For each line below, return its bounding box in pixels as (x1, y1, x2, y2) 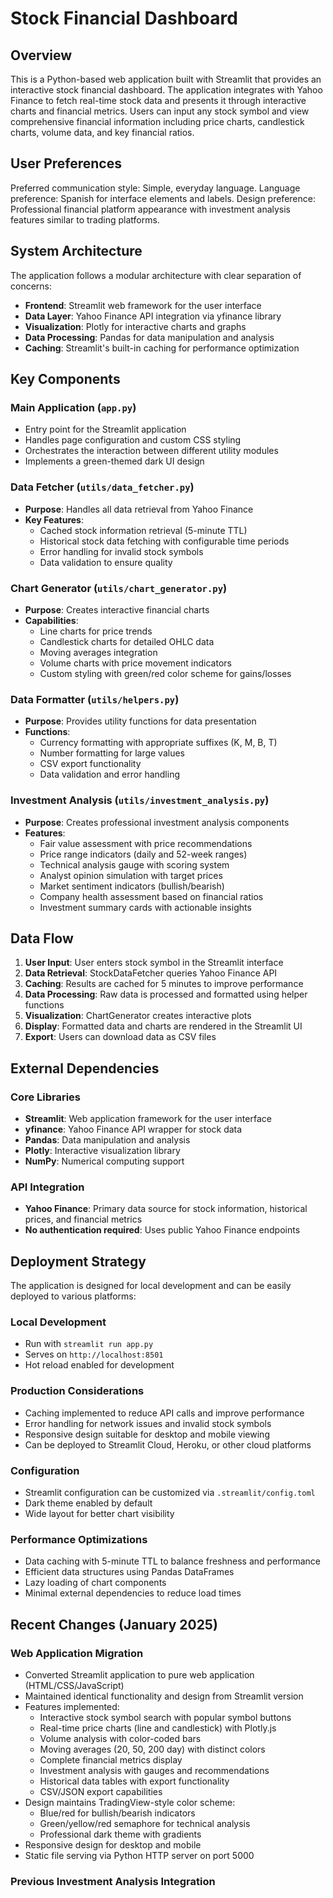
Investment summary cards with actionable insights (39, 901, 252, 913)
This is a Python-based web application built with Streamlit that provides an (10, 73, 322, 85)
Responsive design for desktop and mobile (24, 1838, 202, 1851)
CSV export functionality (39, 758, 142, 770)
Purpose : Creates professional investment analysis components (24, 816, 290, 828)
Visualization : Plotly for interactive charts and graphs (24, 320, 247, 332)
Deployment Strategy (10, 1253, 147, 1270)
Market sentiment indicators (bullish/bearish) (39, 880, 225, 892)
